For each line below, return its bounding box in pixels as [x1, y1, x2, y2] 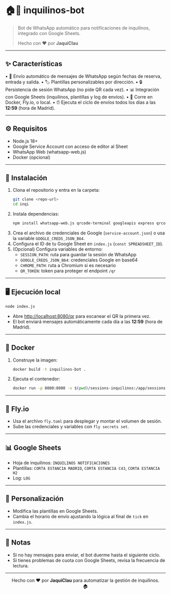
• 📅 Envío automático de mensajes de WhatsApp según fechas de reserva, [5, 73, 162, 79]
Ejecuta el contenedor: [12, 376, 60, 382]
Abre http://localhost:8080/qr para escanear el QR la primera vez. [12, 313, 151, 319]
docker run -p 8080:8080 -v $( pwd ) [12, 385, 89, 391]
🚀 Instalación [5, 173, 47, 182]
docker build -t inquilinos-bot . [12, 367, 86, 372]
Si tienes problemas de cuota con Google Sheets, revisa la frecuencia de [12, 557, 165, 563]
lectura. [12, 562, 29, 569]
